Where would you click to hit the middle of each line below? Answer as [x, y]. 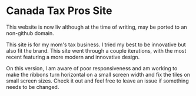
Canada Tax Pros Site [59, 11]
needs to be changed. [33, 87]
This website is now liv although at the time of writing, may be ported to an [97, 27]
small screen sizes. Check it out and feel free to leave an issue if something [98, 81]
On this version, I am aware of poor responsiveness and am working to [92, 68]
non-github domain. [30, 33]
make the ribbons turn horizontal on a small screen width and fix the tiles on [98, 74]
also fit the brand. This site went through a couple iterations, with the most [96, 50]
